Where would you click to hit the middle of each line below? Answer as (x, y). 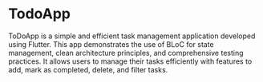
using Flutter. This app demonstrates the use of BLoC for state (111, 44)
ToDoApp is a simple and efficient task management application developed (132, 36)
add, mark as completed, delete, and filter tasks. (88, 69)
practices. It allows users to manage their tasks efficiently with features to (130, 61)
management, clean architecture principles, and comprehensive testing (126, 53)
